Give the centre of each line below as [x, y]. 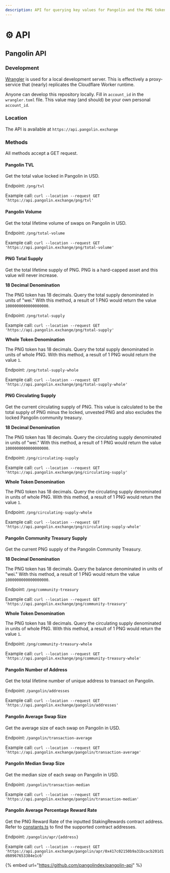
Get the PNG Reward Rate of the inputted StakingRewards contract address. [84, 821]
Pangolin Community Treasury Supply [46, 538]
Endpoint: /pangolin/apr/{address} [42, 837]
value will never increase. [32, 275]
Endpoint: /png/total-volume [35, 233]
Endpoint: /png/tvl [25, 186]
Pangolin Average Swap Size [36, 716]
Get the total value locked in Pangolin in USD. [52, 176]
